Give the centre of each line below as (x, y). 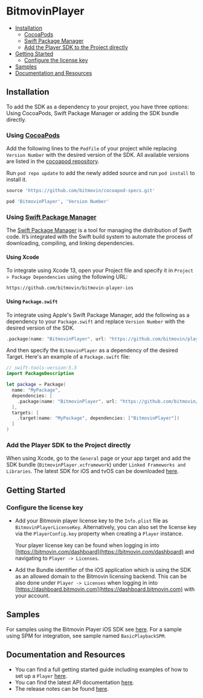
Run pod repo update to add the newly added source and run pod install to (101, 173)
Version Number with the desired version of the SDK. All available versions (98, 155)
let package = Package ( (36, 385)
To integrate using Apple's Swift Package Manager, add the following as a (98, 315)
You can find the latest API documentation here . (75, 682)
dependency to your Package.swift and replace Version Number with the (96, 321)
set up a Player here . (41, 676)
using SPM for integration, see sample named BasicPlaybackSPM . (86, 636)
